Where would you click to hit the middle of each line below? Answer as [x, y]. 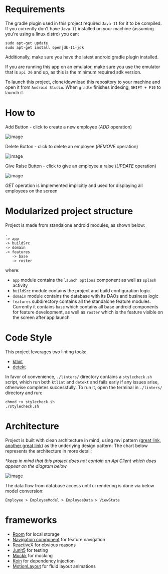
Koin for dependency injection [44, 561]
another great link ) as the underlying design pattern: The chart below [76, 445]
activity [20, 285]
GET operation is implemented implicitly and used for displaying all [74, 185]
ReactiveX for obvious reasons [44, 545]
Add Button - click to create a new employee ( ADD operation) [68, 126]
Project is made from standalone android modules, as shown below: [75, 225]
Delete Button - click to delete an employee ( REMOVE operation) [72, 146]
